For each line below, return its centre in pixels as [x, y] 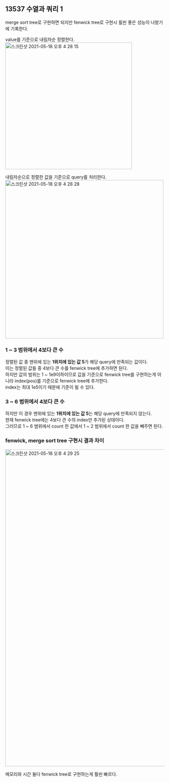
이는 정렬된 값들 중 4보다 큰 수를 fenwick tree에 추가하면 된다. [67, 368]
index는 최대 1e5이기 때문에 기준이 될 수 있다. [50, 387]
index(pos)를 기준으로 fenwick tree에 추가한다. [61, 381]
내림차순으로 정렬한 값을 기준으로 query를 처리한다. [56, 177]
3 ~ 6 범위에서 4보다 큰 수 [35, 402]
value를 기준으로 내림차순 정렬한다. [40, 39]
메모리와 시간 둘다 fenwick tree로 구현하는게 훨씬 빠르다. [61, 774]
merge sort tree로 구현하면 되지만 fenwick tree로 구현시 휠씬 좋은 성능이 [77, 22]
